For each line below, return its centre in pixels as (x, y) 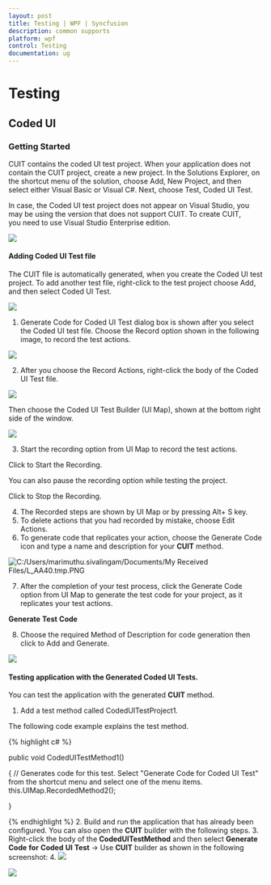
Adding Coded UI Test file (52, 256)
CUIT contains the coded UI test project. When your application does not (129, 163)
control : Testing (38, 46)
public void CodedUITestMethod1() (66, 758)
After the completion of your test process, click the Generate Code (131, 586)
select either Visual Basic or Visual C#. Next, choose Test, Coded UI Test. (131, 189)
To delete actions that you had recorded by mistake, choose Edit (127, 521)
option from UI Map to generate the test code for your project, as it (131, 595)
